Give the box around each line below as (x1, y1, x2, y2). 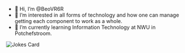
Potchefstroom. (14, 30, 52, 37)
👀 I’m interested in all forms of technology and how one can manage (14, 12, 180, 18)
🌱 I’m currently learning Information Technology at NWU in (14, 24, 156, 31)
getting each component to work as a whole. (14, 18, 123, 24)
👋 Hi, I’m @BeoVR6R (14, 6, 64, 12)
